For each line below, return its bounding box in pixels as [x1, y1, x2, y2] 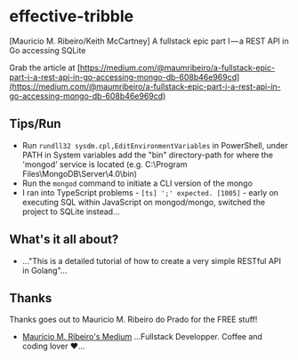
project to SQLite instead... [21, 206, 120, 217]
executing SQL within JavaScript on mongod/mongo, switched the [21, 196, 265, 207]
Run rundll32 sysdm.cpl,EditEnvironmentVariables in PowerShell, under [21, 140, 289, 150]
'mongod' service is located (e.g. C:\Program [21, 158, 188, 170]
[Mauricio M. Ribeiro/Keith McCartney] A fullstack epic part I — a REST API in [9, 36, 289, 46]
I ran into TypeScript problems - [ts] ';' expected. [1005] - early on [21, 187, 278, 197]
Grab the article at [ [9, 62, 81, 73]
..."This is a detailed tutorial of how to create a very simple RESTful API [21, 255, 282, 266]
